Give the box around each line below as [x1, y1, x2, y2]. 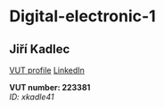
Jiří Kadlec [9, 42, 70, 57]
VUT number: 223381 [9, 82, 91, 92]
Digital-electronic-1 [9, 6, 156, 27]
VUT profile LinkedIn [9, 65, 85, 75]
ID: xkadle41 [9, 91, 54, 102]
